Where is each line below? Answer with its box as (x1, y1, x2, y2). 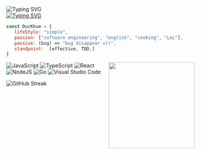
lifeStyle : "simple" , (14, 29, 68, 35)
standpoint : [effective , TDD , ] (14, 45, 95, 52)
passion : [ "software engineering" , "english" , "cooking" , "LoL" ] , (14, 35, 184, 41)
